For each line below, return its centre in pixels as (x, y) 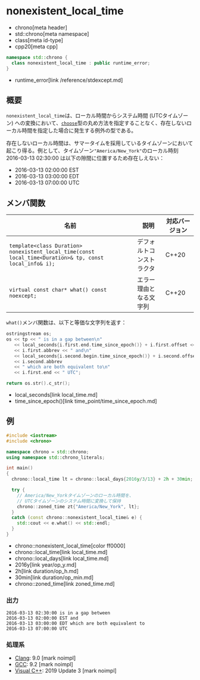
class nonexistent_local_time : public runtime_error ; (81, 63)
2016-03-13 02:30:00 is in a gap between (58, 613)
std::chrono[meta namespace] (52, 33)
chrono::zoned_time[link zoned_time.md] (65, 583)
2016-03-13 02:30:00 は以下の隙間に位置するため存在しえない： (85, 158)
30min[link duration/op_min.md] (54, 577)
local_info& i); (32, 264)
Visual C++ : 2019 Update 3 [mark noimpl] (66, 671)
